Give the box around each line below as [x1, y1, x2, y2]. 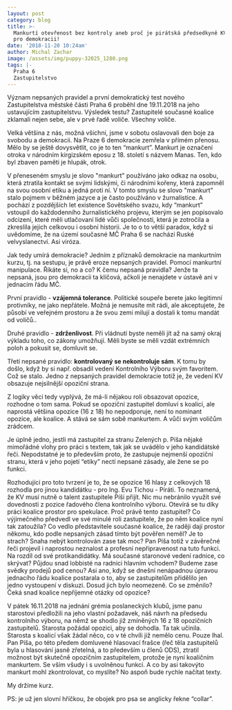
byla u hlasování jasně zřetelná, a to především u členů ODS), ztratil [7, 646, 199, 654]
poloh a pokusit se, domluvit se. [7, 344, 98, 353]
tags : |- [7, 62, 32, 68]
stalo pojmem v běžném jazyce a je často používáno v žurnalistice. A [7, 194, 204, 202]
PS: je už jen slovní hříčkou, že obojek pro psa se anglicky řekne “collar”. [7, 695, 214, 703]
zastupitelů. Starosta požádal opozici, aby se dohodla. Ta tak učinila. [7, 624, 202, 633]
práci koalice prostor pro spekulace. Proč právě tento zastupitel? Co [7, 507, 201, 516]
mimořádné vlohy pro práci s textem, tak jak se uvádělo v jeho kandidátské [7, 443, 220, 451]
